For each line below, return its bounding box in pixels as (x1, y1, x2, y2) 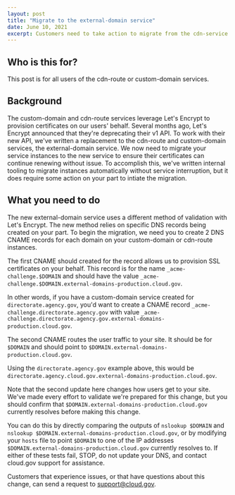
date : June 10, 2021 (7, 23, 68, 30)
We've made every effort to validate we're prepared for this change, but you (7, 392, 228, 401)
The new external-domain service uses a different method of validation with (7, 213, 227, 221)
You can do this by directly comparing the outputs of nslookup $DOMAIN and (7, 421, 225, 429)
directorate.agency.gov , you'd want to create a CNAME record (7, 300, 191, 309)
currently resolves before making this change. (7, 407, 141, 416)
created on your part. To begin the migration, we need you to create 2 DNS (7, 228, 224, 236)
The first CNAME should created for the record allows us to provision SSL (7, 257, 220, 265)
